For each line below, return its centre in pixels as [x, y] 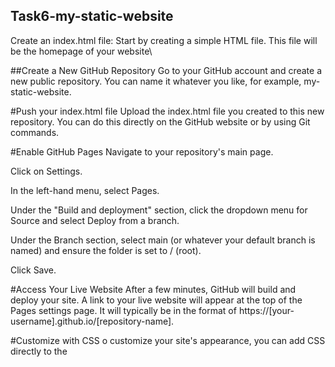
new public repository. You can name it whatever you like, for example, [156, 81]
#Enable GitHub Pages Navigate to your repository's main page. [142, 151]
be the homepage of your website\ [81, 51]
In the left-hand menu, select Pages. [85, 190]
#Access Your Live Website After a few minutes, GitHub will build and [153, 289]
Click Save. [33, 270]
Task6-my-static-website [92, 16]
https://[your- [266, 310]
